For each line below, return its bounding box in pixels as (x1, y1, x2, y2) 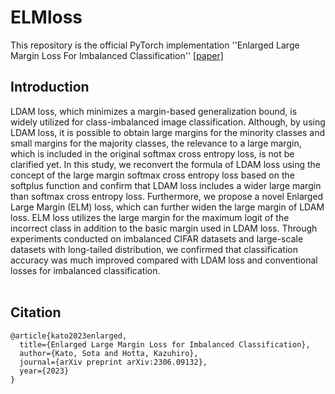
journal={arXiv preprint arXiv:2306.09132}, (19, 357, 208, 367)
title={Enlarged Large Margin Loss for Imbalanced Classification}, (19, 339, 311, 350)
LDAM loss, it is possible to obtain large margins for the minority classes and (10, 126, 326, 138)
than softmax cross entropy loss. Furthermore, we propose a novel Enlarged (10, 190, 324, 202)
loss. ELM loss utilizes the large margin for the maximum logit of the (10, 211, 290, 223)
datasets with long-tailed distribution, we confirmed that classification (10, 243, 298, 255)
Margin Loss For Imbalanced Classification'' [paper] (10, 49, 224, 61)
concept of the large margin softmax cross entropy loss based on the (10, 169, 295, 181)
